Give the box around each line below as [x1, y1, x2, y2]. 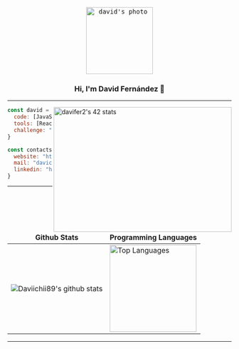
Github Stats [35, 233, 79, 243]
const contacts [7, 146, 53, 153]
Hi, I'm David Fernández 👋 [74, 84, 165, 93]
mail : [14, 159, 31, 167]
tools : [14, 120, 33, 128]
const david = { [7, 107, 55, 114]
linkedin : [14, 166, 43, 173]
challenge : [14, 126, 46, 133]
